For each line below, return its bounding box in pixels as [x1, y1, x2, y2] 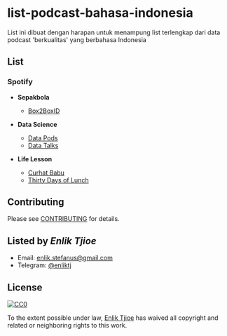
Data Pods [27, 133, 58, 142]
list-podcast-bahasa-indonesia [7, 5, 194, 21]
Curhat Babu [27, 168, 65, 177]
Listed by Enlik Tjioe [7, 235, 97, 247]
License [7, 281, 43, 293]
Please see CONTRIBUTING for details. [7, 215, 121, 223]
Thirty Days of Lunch [27, 175, 89, 184]
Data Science [17, 120, 57, 128]
